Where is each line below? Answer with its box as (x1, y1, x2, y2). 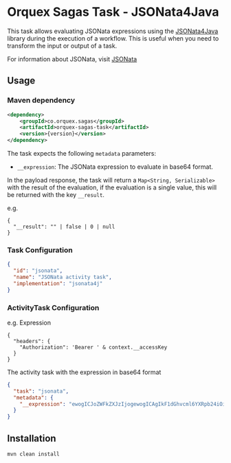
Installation (7, 432, 56, 444)
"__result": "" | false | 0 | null (13, 223, 115, 230)
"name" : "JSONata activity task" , (13, 274, 112, 281)
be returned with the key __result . (7, 191, 105, 198)
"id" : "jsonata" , (13, 267, 63, 274)
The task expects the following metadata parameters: (7, 150, 157, 157)
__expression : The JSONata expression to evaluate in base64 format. (16, 163, 213, 171)
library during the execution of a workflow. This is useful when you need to (7, 34, 219, 42)
